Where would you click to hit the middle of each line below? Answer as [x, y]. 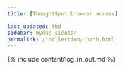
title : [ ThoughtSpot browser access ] [63, 14]
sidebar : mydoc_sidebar [42, 33]
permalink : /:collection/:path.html [61, 39]
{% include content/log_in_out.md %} [62, 59]
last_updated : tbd [34, 26]
